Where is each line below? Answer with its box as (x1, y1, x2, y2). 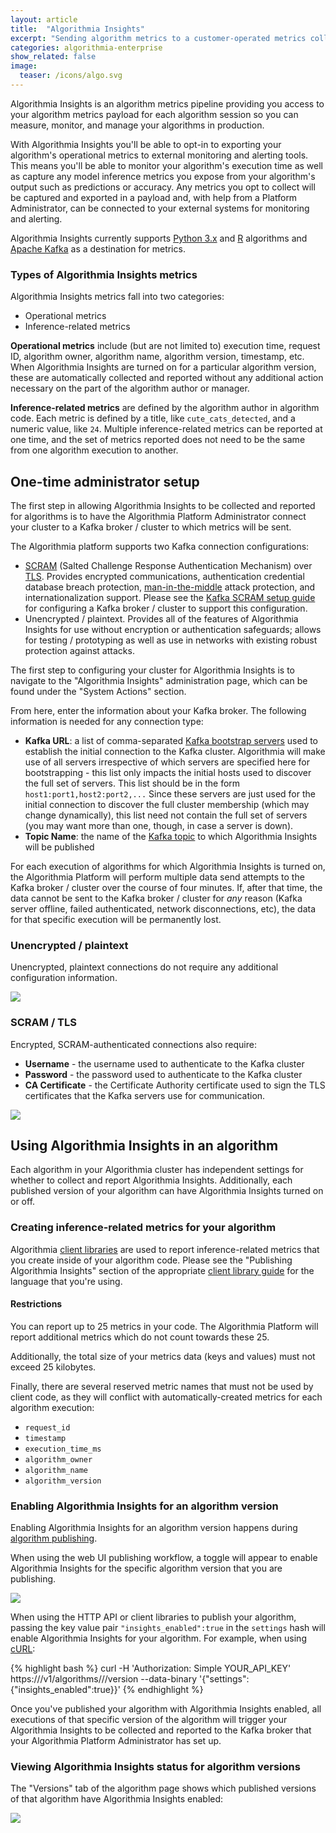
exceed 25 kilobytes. (10, 1361, 97, 1373)
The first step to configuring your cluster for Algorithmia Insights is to (10, 664, 295, 676)
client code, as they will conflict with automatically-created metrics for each (10, 1391, 323, 1403)
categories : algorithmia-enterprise (10, 42, 163, 53)
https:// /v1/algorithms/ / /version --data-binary (10, 1673, 197, 1685)
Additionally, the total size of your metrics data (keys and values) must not (10, 1350, 316, 1362)
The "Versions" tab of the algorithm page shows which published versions (10, 1782, 317, 1795)
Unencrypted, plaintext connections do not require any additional (10, 961, 279, 973)
